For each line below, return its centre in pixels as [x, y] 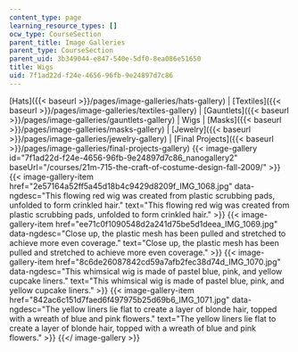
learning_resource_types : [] [63, 26]
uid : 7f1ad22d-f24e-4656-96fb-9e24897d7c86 [91, 76]
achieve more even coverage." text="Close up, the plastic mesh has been [144, 242]
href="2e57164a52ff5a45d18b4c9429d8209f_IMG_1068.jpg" [121, 186]
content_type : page [46, 17]
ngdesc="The [35, 309]
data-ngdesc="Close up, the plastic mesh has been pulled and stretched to [148, 233]
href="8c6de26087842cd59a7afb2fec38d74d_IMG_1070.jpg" [168, 262]
